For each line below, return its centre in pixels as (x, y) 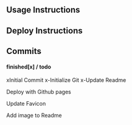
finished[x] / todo (29, 67)
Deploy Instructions (45, 31)
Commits (24, 51)
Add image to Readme (34, 115)
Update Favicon (26, 104)
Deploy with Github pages (39, 92)
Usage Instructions (43, 10)
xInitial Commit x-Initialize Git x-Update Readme (66, 80)
